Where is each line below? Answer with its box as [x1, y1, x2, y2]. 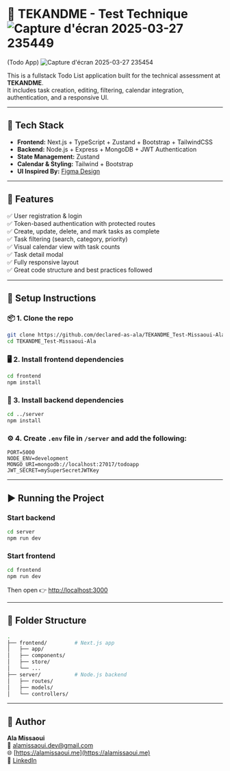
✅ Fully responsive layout [7, 257, 79, 266]
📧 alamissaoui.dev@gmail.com [7, 741, 94, 750]
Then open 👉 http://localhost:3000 [7, 586, 108, 594]
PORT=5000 [7, 449, 36, 456]
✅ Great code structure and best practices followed [7, 266, 153, 274]
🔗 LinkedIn [7, 757, 37, 765]
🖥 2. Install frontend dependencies [7, 354, 125, 364]
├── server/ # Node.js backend [7, 671, 127, 678]
